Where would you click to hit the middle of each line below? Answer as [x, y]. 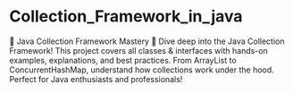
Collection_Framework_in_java [126, 17]
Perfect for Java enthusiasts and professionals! [96, 79]
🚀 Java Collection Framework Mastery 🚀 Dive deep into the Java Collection [147, 41]
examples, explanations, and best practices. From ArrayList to [123, 60]
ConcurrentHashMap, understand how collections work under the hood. [142, 70]
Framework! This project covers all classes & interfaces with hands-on [138, 50]
